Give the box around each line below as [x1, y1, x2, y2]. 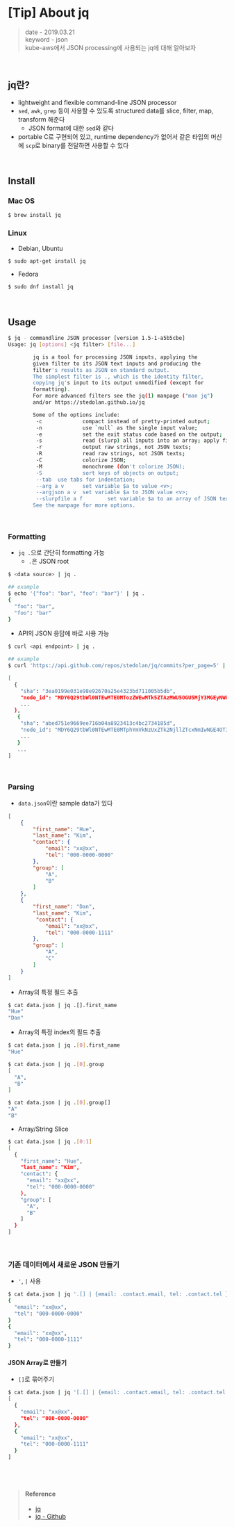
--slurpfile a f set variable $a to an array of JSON [35, 496, 217, 503]
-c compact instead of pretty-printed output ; [35, 418, 210, 425]
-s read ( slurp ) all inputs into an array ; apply [35, 437, 219, 444]
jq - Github [35, 1512, 67, 1521]
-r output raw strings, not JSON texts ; [35, 443, 192, 451]
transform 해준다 [17, 115, 65, 123]
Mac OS [8, 196, 35, 206]
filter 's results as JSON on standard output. [33, 366, 170, 373]
